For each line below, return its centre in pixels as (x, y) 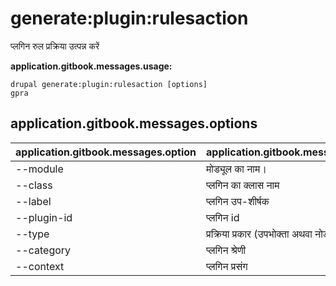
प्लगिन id (223, 217)
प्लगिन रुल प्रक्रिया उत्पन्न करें (55, 46)
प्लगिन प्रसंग (227, 266)
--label (33, 201)
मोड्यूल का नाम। (237, 169)
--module (39, 169)
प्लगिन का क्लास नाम (243, 185)
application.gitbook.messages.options (134, 123)
